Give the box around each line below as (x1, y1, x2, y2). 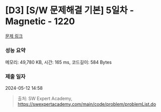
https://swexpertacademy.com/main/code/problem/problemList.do (17, 101, 156, 107)
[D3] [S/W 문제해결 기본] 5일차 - (5, 5, 134, 16)
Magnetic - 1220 (5, 16, 75, 27)
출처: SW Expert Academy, (17, 95, 72, 101)
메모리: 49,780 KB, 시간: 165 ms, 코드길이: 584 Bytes (5, 59, 112, 66)
